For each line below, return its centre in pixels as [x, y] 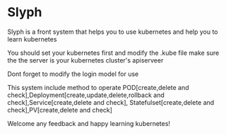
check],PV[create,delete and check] [60, 110]
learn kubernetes [32, 39]
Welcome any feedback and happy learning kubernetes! [89, 123]
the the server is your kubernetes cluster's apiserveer [85, 60]
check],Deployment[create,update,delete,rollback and [86, 95]
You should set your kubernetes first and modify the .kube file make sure [113, 53]
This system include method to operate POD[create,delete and [98, 87]
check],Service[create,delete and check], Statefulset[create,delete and [111, 102]
